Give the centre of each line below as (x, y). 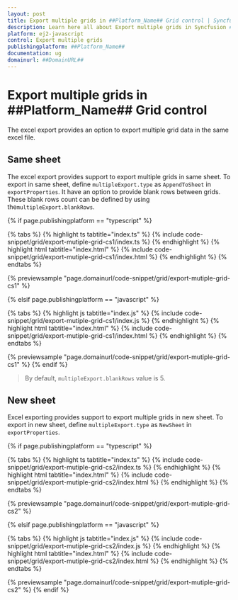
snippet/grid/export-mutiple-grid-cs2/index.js (74, 546)
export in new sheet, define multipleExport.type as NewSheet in (100, 425)
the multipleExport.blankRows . (51, 207)
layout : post (27, 14)
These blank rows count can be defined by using (79, 199)
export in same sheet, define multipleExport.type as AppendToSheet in (109, 184)
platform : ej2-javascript (45, 34)
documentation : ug (34, 54)
